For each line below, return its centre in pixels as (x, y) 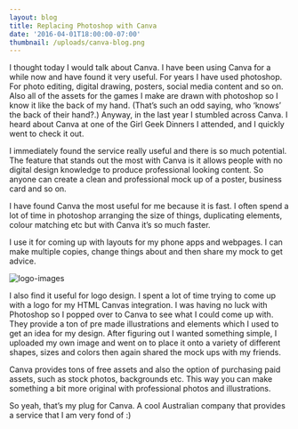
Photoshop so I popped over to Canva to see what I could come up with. (141, 315)
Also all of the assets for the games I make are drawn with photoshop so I (144, 96)
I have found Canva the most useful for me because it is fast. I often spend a (149, 206)
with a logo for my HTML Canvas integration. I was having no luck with (138, 305)
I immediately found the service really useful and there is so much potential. (148, 151)
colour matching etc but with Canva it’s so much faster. (110, 225)
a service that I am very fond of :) (70, 416)
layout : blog (33, 17)
